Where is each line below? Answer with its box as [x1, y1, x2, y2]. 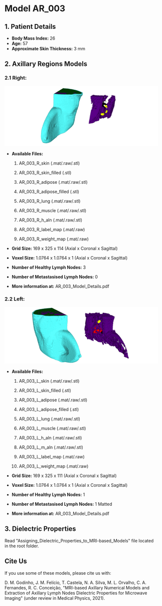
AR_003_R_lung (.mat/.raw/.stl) [18, 198, 81, 204]
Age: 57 [11, 41, 28, 46]
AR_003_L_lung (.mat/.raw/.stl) [18, 416, 81, 422]
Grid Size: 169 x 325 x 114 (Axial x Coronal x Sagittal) [11, 245, 118, 251]
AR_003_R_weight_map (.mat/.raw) [18, 236, 89, 242]
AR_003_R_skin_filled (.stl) [18, 170, 72, 175]
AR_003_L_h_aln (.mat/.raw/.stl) [18, 434, 82, 440]
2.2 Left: [4, 295, 25, 302]
